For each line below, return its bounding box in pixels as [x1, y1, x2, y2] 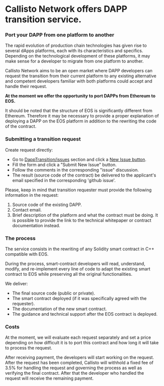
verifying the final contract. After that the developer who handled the [5, 370, 144, 376]
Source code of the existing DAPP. [12, 202, 82, 208]
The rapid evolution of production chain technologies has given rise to [5, 43, 147, 49]
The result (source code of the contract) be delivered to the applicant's [12, 172, 156, 178]
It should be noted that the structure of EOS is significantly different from [5, 108, 153, 114]
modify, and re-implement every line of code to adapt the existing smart [5, 266, 151, 272]
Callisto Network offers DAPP [5, 3, 128, 15]
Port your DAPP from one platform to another [5, 31, 114, 38]
